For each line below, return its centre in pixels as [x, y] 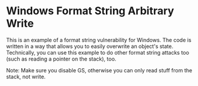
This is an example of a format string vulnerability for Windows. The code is [99, 40]
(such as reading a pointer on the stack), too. [61, 59]
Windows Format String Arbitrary [90, 11]
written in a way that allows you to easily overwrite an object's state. [90, 46]
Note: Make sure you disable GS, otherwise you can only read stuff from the [99, 70]
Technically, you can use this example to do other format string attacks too [98, 52]
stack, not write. [26, 77]
